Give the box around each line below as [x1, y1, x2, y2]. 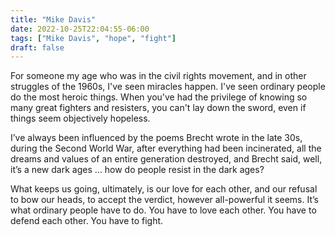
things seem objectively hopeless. [10, 112, 151, 125]
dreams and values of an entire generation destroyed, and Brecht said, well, [10, 153, 323, 165]
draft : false [10, 42, 65, 53]
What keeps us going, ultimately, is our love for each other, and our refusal [10, 183, 318, 195]
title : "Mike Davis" [10, 14, 97, 25]
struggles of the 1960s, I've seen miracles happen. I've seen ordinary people [10, 81, 326, 93]
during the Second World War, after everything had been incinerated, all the [10, 142, 322, 155]
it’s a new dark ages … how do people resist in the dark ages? [10, 164, 265, 176]
